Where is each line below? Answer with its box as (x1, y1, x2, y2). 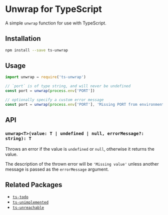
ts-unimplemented (12, 200, 49, 205)
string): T (5, 136, 31, 142)
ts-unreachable (12, 206, 44, 211)
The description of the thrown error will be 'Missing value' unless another (5, 161, 159, 167)
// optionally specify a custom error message (5, 97, 104, 103)
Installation (5, 34, 41, 43)
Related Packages (5, 181, 62, 189)
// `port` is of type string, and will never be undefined (5, 84, 131, 89)
